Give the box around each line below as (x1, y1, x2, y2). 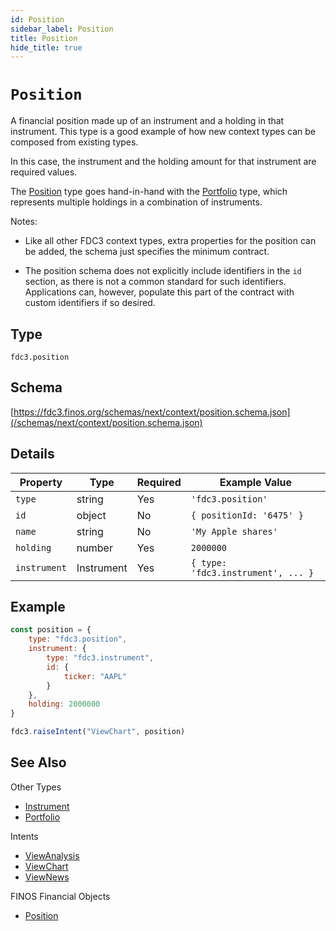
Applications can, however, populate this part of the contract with (24, 286, 295, 298)
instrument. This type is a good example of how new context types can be (10, 126, 316, 138)
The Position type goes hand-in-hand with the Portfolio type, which (10, 186, 288, 198)
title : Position (10, 33, 78, 43)
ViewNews (24, 871, 70, 883)
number (76, 541, 113, 555)
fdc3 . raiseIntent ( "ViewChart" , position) (10, 727, 186, 737)
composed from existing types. (10, 136, 139, 148)
